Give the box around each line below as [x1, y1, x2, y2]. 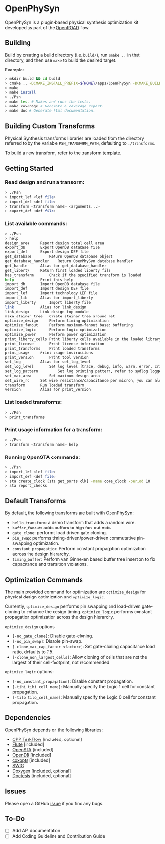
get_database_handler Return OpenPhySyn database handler [5, 259, 133, 264]
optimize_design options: [5, 623, 56, 629]
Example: [5, 67, 24, 72]
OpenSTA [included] [12, 746, 54, 752]
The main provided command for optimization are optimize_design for [5, 589, 146, 595]
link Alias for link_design [5, 304, 87, 310]
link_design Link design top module [5, 309, 89, 314]
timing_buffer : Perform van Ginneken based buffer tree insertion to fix [12, 556, 156, 562]
